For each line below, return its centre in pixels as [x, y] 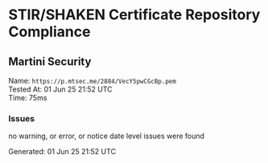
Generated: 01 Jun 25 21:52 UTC [62, 152]
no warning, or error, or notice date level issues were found [107, 136]
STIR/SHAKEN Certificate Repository [134, 15]
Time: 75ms [28, 98]
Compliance [49, 32]
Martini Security [50, 61]
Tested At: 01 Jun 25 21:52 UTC [60, 89]
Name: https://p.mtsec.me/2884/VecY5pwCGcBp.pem [93, 81]
